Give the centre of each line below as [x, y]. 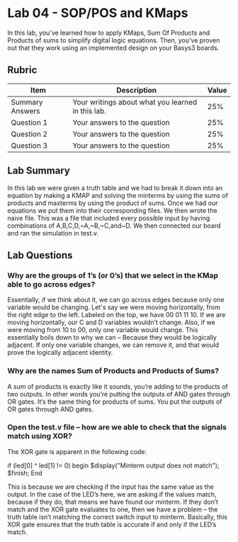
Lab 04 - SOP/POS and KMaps [98, 13]
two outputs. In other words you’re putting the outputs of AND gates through [119, 394]
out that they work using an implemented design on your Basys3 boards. [113, 48]
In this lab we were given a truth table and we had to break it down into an [115, 188]
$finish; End [25, 472]
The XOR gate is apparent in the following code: [77, 451]
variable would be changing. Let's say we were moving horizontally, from [114, 307]
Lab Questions [40, 255]
